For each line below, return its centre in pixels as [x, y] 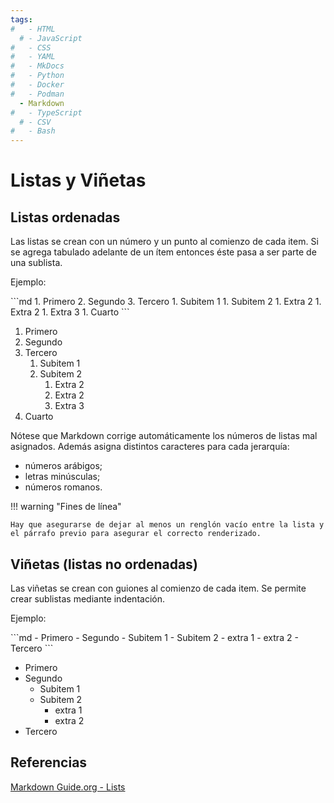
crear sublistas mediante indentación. [87, 598]
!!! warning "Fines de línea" [66, 507]
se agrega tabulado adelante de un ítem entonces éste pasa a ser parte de [163, 252]
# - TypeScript [46, 112]
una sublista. [36, 263]
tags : [21, 19]
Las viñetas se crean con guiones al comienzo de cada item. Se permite [158, 588]
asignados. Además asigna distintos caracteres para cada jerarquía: [150, 447]
